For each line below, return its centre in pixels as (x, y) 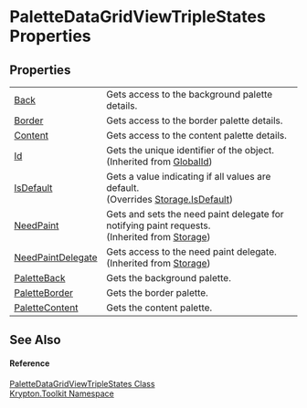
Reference (30, 363)
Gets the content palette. (159, 308)
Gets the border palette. (157, 293)
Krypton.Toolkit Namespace (62, 393)
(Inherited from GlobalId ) (159, 162)
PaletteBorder (44, 293)
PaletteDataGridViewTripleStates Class (82, 383)
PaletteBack (40, 278)
